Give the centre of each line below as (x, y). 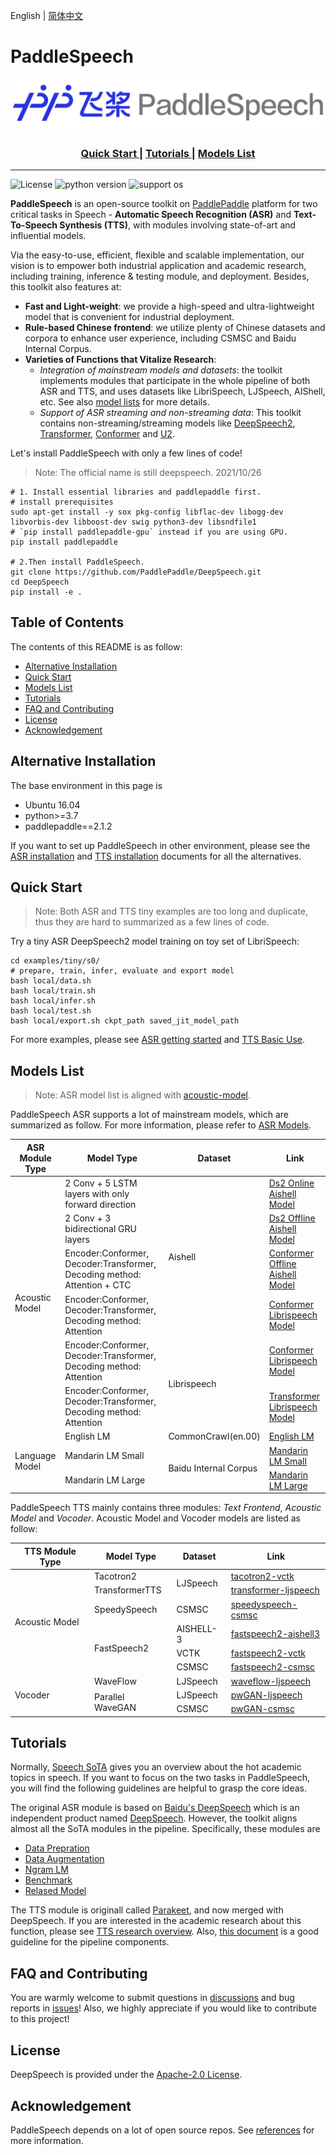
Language (35, 1456)
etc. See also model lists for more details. (124, 401)
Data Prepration (57, 1848)
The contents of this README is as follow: (96, 646)
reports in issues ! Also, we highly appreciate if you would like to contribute (163, 2008)
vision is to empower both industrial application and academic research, (158, 265)
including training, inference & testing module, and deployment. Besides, (160, 276)
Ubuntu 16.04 (52, 805)
